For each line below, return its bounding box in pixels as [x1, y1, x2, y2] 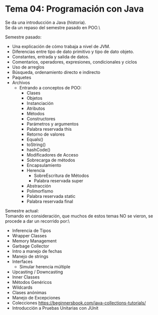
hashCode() [26, 147, 51, 153]
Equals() [26, 136, 44, 142]
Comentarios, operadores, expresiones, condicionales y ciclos [12, 59, 137, 65]
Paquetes [12, 74, 32, 80]
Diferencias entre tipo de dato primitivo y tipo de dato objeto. [12, 49, 135, 54]
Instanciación [26, 100, 53, 106]
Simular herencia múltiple [19, 263, 70, 269]
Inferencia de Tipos [12, 227, 51, 233]
